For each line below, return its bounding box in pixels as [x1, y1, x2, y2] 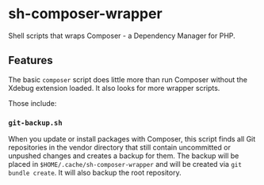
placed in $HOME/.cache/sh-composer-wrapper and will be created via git [8, 160, 242, 169]
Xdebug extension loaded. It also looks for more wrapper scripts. [8, 83, 220, 92]
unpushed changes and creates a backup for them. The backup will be [8, 151, 239, 160]
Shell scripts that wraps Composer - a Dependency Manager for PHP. [8, 31, 235, 40]
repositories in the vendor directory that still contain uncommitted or [8, 143, 231, 153]
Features [8, 54, 53, 67]
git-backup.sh [8, 118, 63, 127]
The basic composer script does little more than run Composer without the [8, 74, 248, 84]
